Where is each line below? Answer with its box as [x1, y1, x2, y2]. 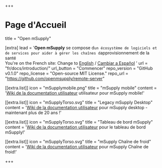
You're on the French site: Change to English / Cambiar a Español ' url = [5, 60, 148, 66]
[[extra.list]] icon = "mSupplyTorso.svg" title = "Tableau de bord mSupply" [5, 119, 153, 125]
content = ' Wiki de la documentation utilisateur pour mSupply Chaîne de [5, 143, 149, 150]
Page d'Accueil [5, 20, 67, 30]
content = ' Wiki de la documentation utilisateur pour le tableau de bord [5, 124, 146, 130]
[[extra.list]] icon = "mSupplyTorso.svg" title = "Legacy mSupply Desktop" [5, 99, 153, 105]
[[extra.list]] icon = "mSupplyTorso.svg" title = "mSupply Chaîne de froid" [5, 139, 151, 144]
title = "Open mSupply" [5, 35, 51, 41]
